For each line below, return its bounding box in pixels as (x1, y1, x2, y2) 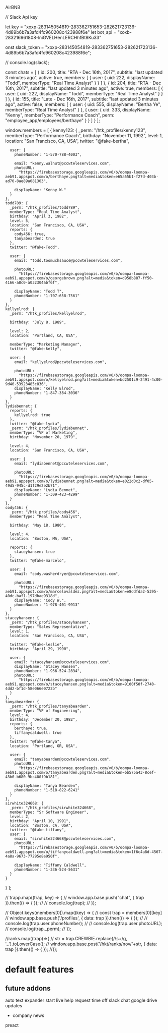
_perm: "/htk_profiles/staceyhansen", (10, 620, 92, 625)
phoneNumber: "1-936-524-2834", (14, 668, 82, 673)
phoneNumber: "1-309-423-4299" (14, 492, 80, 497)
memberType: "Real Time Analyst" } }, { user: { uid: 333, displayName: (5, 107, 151, 112)
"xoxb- (117, 29, 132, 35)
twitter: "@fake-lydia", (10, 421, 62, 426)
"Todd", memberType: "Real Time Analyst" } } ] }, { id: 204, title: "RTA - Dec (5, 80, 161, 86)
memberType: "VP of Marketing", (10, 430, 78, 435)
